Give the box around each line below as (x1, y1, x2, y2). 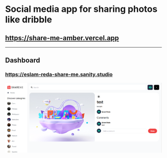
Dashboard (5, 56, 40, 65)
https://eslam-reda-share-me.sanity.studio (5, 71, 113, 78)
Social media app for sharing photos (5, 3, 158, 15)
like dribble (5, 14, 52, 25)
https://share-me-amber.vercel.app (5, 34, 119, 42)
